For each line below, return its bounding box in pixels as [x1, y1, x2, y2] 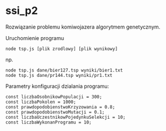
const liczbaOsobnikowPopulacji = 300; [5, 94, 103, 100]
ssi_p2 [5, 4, 38, 17]
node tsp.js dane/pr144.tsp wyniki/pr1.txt [5, 72, 113, 78]
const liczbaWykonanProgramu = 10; [5, 119, 92, 125]
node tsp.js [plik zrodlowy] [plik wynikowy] [5, 45, 118, 52]
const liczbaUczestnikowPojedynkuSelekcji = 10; [5, 114, 126, 120]
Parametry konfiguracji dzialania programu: [5, 83, 110, 90]
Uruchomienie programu [5, 34, 65, 41]
